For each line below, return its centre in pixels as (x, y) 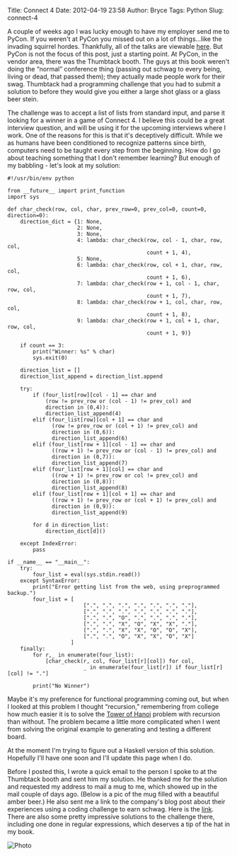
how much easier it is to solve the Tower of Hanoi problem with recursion (114, 714)
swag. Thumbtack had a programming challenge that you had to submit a (114, 84)
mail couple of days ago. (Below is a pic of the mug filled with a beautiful (113, 794)
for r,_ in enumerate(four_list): (83, 655)
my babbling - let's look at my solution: (64, 165)
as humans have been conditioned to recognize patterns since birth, (107, 143)
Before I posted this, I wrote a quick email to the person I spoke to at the (112, 771)
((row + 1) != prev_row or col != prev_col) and (125, 475)
